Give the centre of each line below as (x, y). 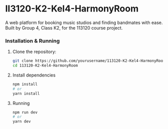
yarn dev (22, 121)
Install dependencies (34, 75)
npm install (25, 84)
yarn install (26, 93)
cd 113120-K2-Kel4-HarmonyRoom (45, 65)
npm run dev (25, 112)
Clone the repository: (34, 52)
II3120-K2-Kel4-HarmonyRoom (72, 9)
